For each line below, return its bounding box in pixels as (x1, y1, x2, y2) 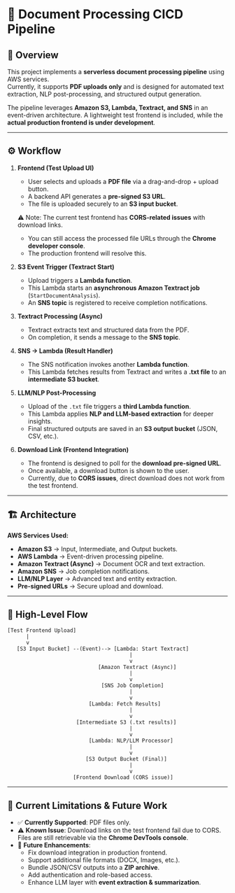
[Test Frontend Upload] (7, 627, 77, 634)
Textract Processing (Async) (17, 311, 103, 321)
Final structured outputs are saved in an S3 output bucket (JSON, (27, 424, 218, 433)
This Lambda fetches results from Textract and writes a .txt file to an (27, 367, 227, 376)
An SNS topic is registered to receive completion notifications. (27, 298, 208, 307)
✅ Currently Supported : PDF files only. (17, 818, 131, 827)
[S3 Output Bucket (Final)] (85, 756, 168, 763)
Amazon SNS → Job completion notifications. (17, 567, 150, 575)
